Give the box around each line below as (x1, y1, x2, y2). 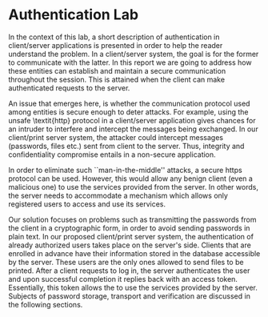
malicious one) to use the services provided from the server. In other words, (8, 182, 258, 191)
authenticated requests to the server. (8, 82, 130, 93)
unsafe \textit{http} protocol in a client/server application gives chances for (8, 115, 256, 125)
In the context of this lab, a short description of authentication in (8, 32, 220, 42)
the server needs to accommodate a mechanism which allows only (8, 191, 228, 200)
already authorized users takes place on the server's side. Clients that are (8, 240, 252, 250)
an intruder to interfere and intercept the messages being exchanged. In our (8, 124, 258, 134)
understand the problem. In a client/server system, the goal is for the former (8, 49, 259, 58)
